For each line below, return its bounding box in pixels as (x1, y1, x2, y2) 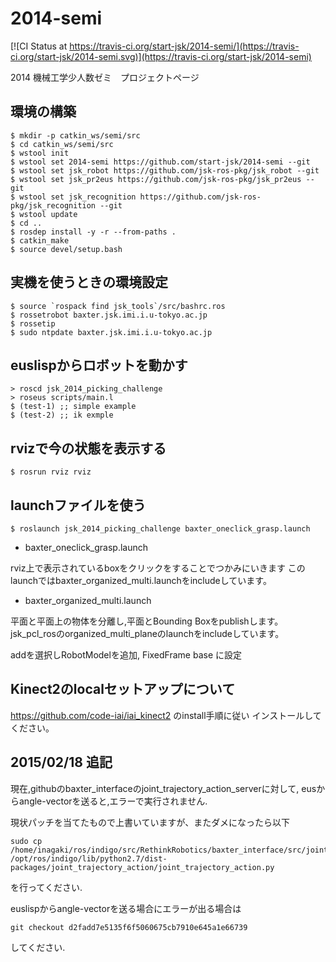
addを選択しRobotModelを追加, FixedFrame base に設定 (10, 649, 243, 661)
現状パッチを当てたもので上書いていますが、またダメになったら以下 (10, 816, 290, 828)
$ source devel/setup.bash (10, 244, 123, 254)
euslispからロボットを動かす (10, 357, 188, 374)
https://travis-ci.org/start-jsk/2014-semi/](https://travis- (69, 40, 300, 52)
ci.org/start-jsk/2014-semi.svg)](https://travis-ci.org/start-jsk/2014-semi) (10, 50, 312, 62)
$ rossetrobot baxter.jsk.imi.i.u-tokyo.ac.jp (10, 310, 208, 320)
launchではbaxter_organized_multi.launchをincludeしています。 (10, 575, 272, 586)
